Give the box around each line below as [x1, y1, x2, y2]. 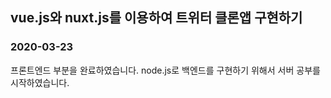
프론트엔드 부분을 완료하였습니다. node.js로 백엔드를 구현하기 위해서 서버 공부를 [10, 64, 321, 76]
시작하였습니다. [10, 76, 70, 88]
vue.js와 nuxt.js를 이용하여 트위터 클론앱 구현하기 [10, 9, 303, 27]
